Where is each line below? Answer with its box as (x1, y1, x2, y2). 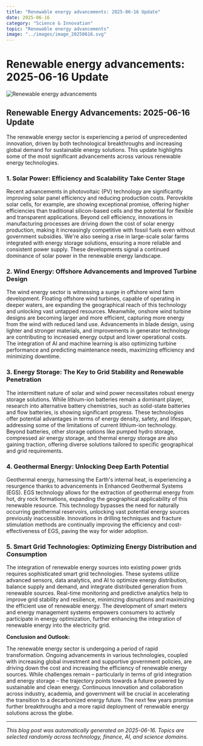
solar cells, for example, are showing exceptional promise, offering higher (6, 201, 189, 208)
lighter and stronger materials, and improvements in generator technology (6, 327, 190, 335)
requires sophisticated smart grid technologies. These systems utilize (6, 570, 179, 578)
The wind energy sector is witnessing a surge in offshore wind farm (6, 289, 175, 296)
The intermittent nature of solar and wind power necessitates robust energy (6, 389, 195, 396)
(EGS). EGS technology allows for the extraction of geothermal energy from (6, 489, 195, 496)
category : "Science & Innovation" (6, 20, 94, 26)
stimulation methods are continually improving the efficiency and (6, 521, 167, 528)
